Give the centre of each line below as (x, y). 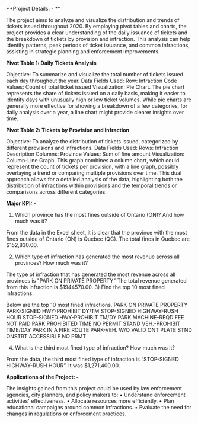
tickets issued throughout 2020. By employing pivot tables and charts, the (96, 26)
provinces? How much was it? (51, 263)
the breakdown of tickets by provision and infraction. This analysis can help (98, 39)
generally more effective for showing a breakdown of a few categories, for (97, 106)
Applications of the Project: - (42, 377)
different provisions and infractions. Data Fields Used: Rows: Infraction (92, 148)
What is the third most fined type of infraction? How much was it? (95, 348)
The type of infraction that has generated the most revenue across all (91, 274)
